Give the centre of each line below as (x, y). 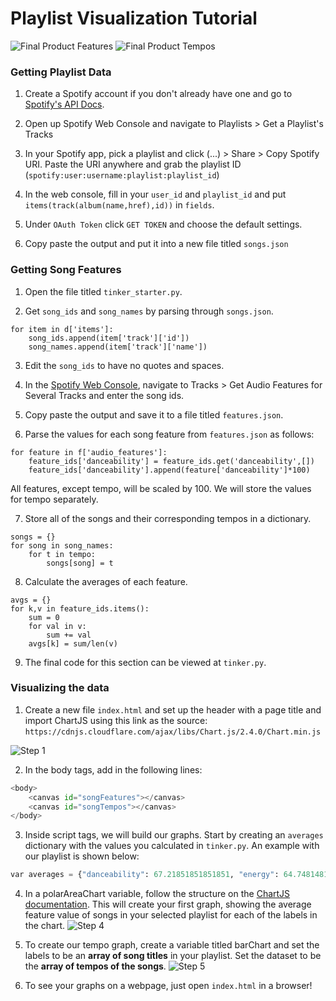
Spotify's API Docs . (64, 104)
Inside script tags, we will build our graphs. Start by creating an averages (174, 835)
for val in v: (57, 626)
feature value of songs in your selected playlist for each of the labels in (171, 915)
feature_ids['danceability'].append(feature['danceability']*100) (169, 470)
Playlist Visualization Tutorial (134, 18)
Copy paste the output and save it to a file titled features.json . (154, 414)
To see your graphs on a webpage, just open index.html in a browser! (168, 986)
